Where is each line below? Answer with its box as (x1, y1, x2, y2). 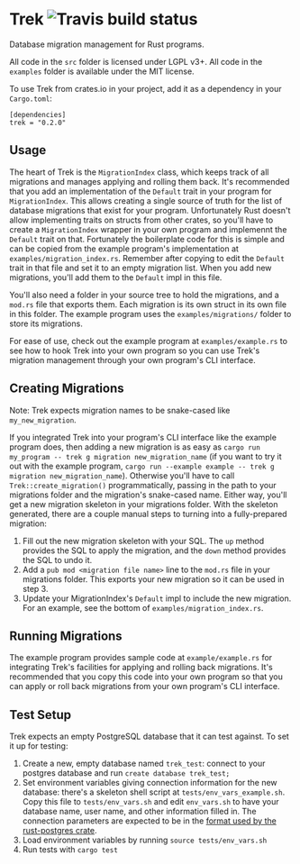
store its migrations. (9, 318, 83, 329)
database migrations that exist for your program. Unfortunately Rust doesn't (9, 205, 291, 215)
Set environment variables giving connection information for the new (22, 778, 277, 788)
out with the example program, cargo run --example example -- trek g (9, 460, 275, 471)
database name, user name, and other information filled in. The (22, 806, 257, 817)
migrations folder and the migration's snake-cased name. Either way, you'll (9, 489, 287, 500)
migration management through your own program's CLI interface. (9, 354, 256, 365)
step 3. (22, 583, 49, 594)
